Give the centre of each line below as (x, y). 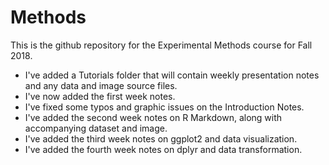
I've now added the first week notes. (100, 96)
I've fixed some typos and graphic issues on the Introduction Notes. (164, 107)
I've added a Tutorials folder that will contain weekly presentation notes (172, 75)
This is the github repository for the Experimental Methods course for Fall (161, 45)
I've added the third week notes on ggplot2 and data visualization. (161, 138)
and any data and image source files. (101, 85)
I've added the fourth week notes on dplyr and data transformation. (163, 149)
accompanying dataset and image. (96, 128)
